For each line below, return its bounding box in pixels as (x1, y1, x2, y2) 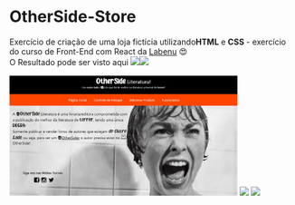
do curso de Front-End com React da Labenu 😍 (9, 45, 188, 56)
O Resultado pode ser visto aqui (9, 56, 129, 67)
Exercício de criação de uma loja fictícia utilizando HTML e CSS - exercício (9, 36, 287, 47)
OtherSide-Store (9, 6, 137, 27)
